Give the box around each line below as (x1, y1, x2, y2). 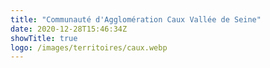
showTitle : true (10, 33, 78, 43)
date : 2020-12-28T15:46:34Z (10, 24, 128, 34)
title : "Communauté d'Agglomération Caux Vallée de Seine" (10, 14, 262, 25)
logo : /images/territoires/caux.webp (10, 42, 168, 53)
